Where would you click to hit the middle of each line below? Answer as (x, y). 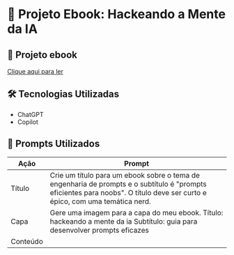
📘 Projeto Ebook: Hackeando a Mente (117, 14)
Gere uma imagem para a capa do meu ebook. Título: (136, 212)
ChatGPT (30, 114)
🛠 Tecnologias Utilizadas (63, 94)
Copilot (28, 122)
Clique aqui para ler (36, 71)
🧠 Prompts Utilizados (54, 144)
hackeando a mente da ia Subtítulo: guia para (124, 221)
